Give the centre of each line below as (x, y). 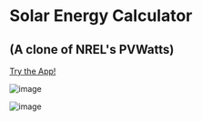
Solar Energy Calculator (101, 16)
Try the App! (33, 71)
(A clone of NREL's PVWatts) (92, 50)
